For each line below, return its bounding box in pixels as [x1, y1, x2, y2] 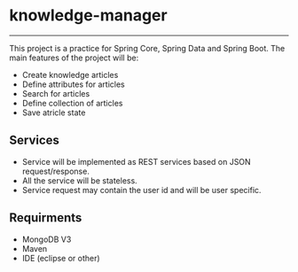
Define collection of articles [21, 97, 123, 108]
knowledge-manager [9, 5, 168, 26]
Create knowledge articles [21, 69, 119, 80]
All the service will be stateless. [21, 175, 137, 186]
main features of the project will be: [9, 52, 139, 63]
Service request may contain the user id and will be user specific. [21, 184, 262, 195]
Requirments [9, 210, 82, 226]
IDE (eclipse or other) [21, 253, 100, 263]
